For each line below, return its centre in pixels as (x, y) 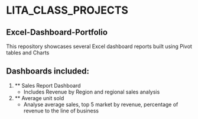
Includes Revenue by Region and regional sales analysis (92, 92)
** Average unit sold (39, 98)
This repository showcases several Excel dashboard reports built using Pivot (99, 46)
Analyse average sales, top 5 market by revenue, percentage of (101, 104)
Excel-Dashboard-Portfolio (57, 32)
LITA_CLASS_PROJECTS (67, 10)
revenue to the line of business (61, 111)
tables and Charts (28, 53)
